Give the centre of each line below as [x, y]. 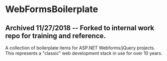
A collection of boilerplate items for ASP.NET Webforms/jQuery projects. [80, 48]
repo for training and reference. [56, 36]
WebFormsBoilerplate [52, 9]
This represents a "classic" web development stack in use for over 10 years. [84, 53]
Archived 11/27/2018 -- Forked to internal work [80, 28]
